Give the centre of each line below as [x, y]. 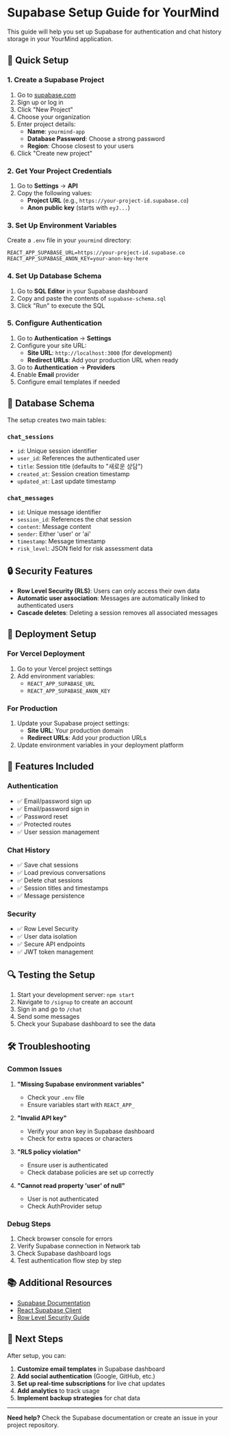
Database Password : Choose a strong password [96, 138]
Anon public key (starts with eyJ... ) [79, 208]
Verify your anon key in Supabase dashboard [91, 1131]
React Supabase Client [49, 1310]
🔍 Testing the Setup [51, 975]
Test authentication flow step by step [69, 1261]
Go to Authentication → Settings [64, 338]
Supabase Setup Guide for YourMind [113, 13]
